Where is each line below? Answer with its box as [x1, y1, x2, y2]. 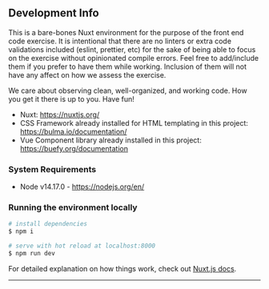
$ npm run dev [8, 250, 56, 258]
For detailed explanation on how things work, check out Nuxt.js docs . [8, 263, 237, 273]
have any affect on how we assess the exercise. [8, 70, 167, 79]
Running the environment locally [8, 202, 138, 213]
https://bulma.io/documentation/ [19, 126, 127, 136]
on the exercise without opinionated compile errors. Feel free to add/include [8, 53, 259, 62]
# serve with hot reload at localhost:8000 [8, 242, 156, 251]
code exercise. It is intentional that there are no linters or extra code [8, 36, 232, 46]
